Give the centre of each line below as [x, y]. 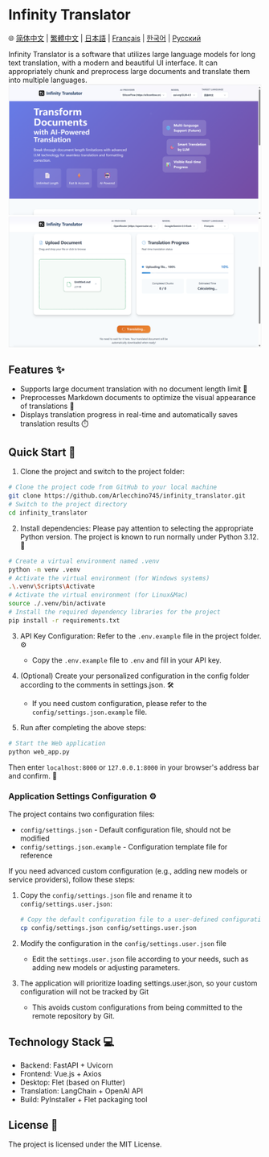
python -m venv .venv [45, 569]
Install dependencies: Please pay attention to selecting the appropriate [137, 528]
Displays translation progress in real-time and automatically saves [129, 415]
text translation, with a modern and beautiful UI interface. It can [113, 63]
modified [35, 838]
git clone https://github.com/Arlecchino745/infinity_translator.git [127, 496]
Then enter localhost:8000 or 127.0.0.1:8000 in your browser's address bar [134, 767]
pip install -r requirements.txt [64, 620]
